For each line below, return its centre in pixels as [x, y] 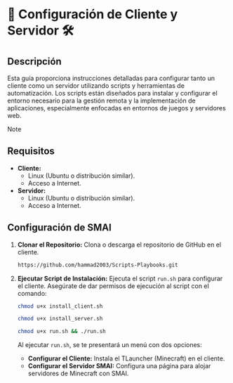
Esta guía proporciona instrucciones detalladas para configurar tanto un [111, 78]
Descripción [34, 61]
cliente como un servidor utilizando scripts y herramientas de [96, 86]
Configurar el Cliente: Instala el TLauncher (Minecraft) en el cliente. [126, 358]
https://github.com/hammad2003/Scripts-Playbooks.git [98, 265]
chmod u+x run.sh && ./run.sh [62, 332]
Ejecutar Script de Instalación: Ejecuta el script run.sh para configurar [120, 278]
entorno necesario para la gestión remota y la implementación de [101, 100]
